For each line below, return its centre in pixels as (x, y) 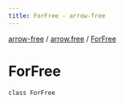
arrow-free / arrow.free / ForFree (62, 39)
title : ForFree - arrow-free (57, 16)
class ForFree (32, 93)
